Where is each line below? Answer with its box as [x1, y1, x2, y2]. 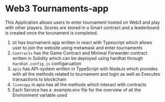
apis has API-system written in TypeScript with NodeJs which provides [12, 65, 158, 72]
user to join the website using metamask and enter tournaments [12, 45, 143, 51]
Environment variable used [12, 92, 67, 98]
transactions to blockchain [12, 76, 67, 82]
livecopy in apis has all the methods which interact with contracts [12, 81, 147, 87]
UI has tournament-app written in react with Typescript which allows [12, 39, 153, 45]
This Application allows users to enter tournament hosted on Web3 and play [5, 19, 160, 25]
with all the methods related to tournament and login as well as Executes [12, 71, 161, 77]
